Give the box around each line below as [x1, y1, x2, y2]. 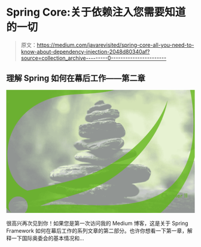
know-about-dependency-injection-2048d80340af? [20, 48, 150, 55]
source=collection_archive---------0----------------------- [20, 54, 166, 62]
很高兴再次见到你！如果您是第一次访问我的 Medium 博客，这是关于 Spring [6, 219, 188, 227]
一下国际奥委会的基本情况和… [11, 234, 85, 242]
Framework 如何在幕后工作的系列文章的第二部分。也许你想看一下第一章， [6, 227, 187, 234]
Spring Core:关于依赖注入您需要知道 [6, 5, 186, 19]
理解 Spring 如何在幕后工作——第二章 [6, 73, 145, 84]
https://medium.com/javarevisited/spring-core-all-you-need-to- [36, 41, 194, 48]
